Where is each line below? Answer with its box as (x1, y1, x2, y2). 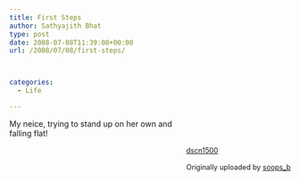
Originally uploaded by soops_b (186, 162, 291, 172)
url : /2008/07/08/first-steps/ (9, 46, 126, 55)
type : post (9, 29, 50, 38)
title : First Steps (9, 12, 82, 22)
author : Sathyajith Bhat (9, 21, 102, 30)
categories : (9, 78, 54, 87)
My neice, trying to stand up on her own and (9, 118, 172, 129)
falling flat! (9, 128, 48, 138)
